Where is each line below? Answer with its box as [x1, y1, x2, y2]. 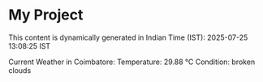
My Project [8, 6, 84, 24]
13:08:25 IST [8, 41, 51, 50]
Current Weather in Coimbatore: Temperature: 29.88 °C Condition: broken [8, 57, 256, 67]
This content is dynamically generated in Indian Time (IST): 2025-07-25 [8, 32, 248, 42]
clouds [8, 65, 32, 75]
